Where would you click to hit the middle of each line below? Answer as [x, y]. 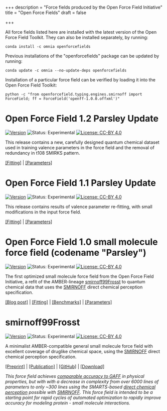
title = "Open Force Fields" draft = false [46, 13]
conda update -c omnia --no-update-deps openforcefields [66, 70]
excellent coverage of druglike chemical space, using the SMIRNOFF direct [83, 351]
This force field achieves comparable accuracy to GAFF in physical [75, 376]
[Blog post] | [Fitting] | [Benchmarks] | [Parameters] [59, 302]
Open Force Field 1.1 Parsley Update [81, 183]
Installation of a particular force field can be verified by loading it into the [80, 80]
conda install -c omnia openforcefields [48, 47]
